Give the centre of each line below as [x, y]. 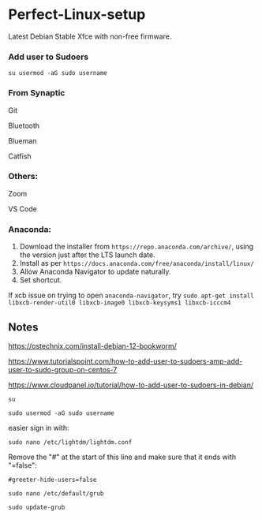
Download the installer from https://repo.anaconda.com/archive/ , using [137, 247]
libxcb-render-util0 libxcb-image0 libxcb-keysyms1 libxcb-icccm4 [120, 303]
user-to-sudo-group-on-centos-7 [63, 369]
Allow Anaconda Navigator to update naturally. [95, 272]
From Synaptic [37, 93]
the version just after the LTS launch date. [87, 255]
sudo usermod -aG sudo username [61, 413]
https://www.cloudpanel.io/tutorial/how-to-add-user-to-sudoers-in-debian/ [131, 385]
